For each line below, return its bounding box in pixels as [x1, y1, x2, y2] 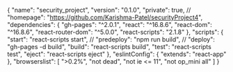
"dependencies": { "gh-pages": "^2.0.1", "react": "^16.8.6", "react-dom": [7, 21, 212, 28]
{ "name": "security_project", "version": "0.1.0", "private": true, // [7, 6, 191, 14]
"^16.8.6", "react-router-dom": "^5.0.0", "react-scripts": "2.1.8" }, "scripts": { [7, 28, 224, 36]
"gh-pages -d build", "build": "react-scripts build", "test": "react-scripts [7, 43, 212, 51]
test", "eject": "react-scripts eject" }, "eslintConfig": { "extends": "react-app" [7, 50, 227, 58]
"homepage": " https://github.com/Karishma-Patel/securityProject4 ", [7, 13, 203, 21]
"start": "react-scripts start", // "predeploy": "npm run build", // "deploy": [7, 35, 216, 44]
